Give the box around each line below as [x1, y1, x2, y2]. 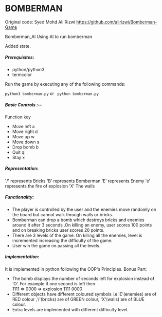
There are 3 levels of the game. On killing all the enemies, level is [12, 232, 143, 238]
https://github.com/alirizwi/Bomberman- [76, 19, 157, 25]
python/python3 [12, 66, 45, 72]
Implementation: [5, 254, 40, 260]
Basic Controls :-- [5, 102, 42, 108]
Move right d [12, 129, 38, 134]
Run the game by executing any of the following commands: [5, 81, 126, 87]
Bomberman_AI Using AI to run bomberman [5, 34, 92, 39]
